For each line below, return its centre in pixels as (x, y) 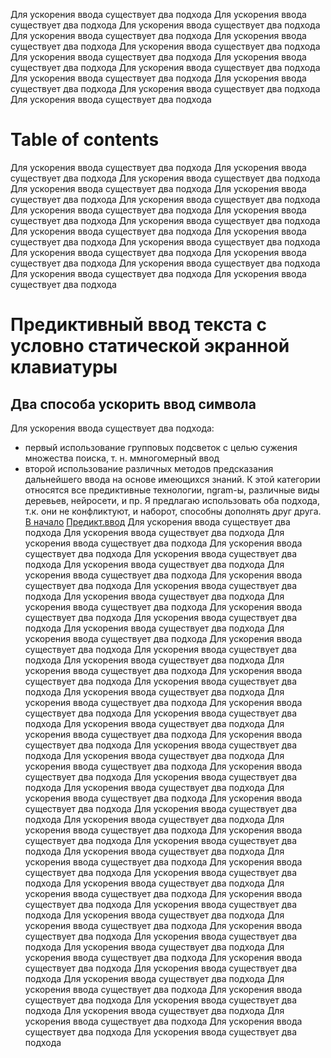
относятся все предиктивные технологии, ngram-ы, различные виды (172, 490)
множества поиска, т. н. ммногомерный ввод (122, 458)
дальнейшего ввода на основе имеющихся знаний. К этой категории (172, 479)
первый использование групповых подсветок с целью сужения (161, 447)
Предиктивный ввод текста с (138, 325)
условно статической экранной (150, 346)
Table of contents (85, 140)
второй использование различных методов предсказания (149, 468)
